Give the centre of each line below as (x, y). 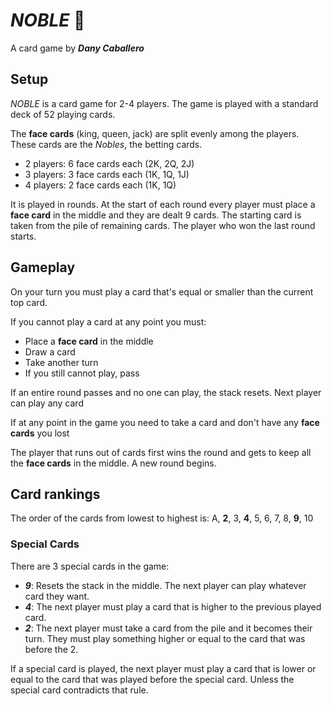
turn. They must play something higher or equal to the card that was (165, 638)
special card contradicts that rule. (79, 690)
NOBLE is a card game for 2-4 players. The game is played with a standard (164, 103)
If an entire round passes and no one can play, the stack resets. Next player (166, 392)
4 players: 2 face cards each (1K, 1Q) (100, 185)
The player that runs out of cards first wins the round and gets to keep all (161, 452)
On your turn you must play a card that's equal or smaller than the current (162, 291)
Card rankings (55, 494)
